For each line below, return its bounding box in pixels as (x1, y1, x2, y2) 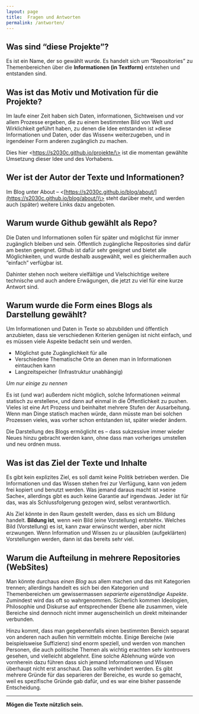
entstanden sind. (6, 70, 47, 77)
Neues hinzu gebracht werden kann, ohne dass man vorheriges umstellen (6, 434, 187, 442)
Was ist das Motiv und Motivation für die (6, 87, 159, 97)
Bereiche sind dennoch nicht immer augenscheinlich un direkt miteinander (6, 610, 188, 617)
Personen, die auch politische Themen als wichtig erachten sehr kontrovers (6, 646, 191, 653)
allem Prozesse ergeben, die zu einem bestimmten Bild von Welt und (6, 119, 174, 125)
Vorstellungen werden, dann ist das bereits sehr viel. (6, 535, 134, 543)
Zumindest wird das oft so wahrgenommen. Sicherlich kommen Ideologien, (6, 597, 190, 604)
